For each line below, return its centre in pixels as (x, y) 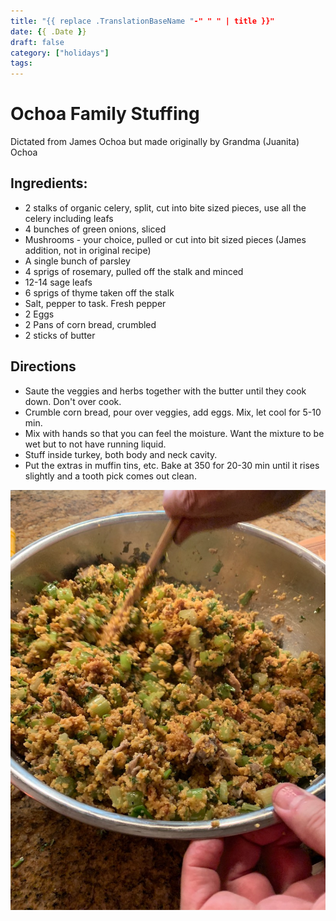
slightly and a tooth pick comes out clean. (110, 476)
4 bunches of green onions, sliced (95, 229)
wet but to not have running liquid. (95, 444)
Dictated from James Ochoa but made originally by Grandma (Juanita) (155, 142)
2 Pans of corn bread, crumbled (90, 324)
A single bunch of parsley (77, 261)
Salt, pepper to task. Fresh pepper (95, 303)
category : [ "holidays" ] (60, 53)
